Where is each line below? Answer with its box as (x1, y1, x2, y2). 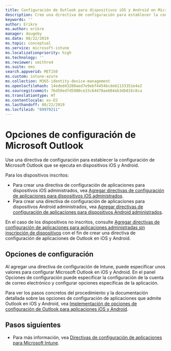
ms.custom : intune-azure (5, 74, 58, 79)
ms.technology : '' (5, 55, 44, 60)
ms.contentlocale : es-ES (5, 97, 58, 103)
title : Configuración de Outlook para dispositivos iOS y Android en (5, 7, 156, 13)
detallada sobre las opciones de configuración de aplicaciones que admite (5, 295, 161, 301)
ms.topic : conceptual (5, 41, 51, 46)
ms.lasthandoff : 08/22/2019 (5, 103, 65, 108)
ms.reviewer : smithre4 (5, 60, 53, 65)
